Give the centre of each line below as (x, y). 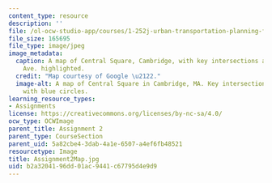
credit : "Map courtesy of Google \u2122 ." (88, 76)
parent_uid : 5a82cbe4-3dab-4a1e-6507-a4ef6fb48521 (96, 144)
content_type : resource (49, 16)
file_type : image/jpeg (47, 46)
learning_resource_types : (52, 99)
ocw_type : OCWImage (41, 121)
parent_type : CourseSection (56, 136)
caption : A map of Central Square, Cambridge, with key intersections (137, 62)
